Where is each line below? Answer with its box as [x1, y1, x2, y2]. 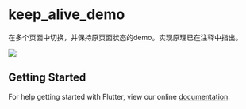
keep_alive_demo [8, 6, 125, 24]
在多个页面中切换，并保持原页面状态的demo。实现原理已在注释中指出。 [8, 32, 243, 42]
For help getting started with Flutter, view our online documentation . [8, 92, 230, 101]
